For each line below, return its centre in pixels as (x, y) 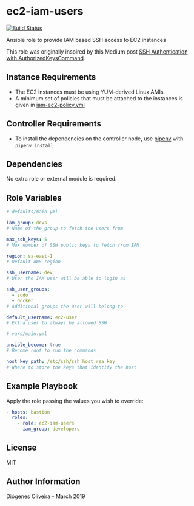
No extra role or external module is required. (62, 179)
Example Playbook (42, 386)
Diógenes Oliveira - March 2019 (46, 496)
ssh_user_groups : (28, 289)
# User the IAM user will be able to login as (66, 279)
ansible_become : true (34, 345)
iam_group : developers (51, 429)
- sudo (20, 295)
